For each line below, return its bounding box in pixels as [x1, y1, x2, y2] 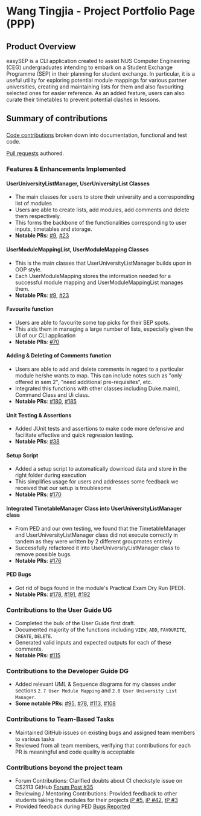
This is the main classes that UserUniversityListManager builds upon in [14, 259, 192, 267]
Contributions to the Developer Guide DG [6, 667, 129, 675]
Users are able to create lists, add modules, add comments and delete [14, 206, 190, 213]
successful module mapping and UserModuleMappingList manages [14, 279, 183, 286]
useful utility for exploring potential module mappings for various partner [6, 77, 187, 84]
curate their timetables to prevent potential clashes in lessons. [6, 96, 161, 103]
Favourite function [6, 305, 54, 313]
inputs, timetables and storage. [14, 225, 92, 233]
